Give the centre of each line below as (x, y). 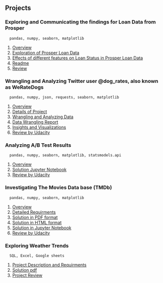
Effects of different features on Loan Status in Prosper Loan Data (77, 58)
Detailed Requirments (34, 212)
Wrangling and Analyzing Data (43, 117)
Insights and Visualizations (39, 127)
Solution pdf (24, 270)
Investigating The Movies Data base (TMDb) (58, 187)
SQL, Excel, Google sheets (37, 256)
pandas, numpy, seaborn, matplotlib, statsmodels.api (65, 155)
